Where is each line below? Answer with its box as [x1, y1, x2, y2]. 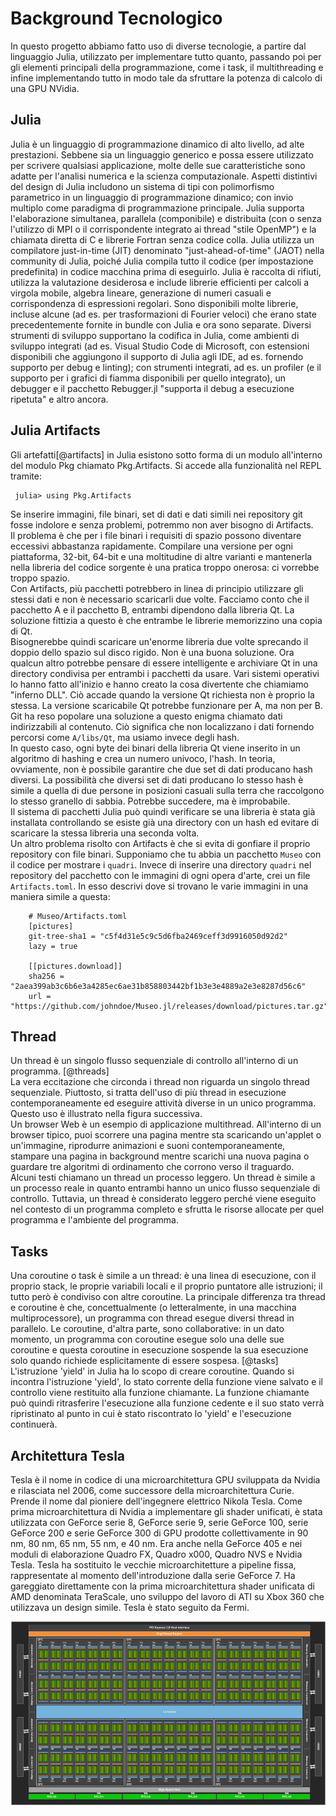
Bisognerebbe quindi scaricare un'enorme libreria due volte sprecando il [10, 635, 309, 647]
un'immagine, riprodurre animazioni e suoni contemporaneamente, [10, 1140, 286, 1152]
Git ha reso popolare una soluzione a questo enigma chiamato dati [10, 710, 283, 722]
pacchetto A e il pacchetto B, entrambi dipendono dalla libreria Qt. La [10, 603, 295, 616]
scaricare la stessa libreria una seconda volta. [10, 827, 200, 839]
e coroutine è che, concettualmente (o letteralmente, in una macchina [10, 1302, 297, 1314]
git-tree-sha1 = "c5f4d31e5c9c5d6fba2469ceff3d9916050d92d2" [28, 931, 288, 941]
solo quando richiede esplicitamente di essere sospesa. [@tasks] [10, 1355, 279, 1367]
